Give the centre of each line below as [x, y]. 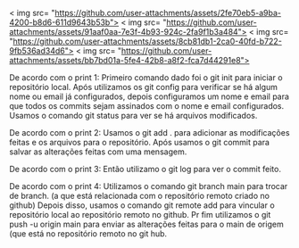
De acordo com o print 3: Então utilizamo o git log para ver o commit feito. [145, 169]
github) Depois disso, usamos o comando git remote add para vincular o [142, 205]
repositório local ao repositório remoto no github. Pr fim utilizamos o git [140, 215]
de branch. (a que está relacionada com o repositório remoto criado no [140, 196]
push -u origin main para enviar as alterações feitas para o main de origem [146, 224]
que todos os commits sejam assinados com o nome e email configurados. [147, 106]
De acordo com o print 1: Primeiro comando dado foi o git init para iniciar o [146, 78]
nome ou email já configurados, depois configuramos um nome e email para [149, 96]
